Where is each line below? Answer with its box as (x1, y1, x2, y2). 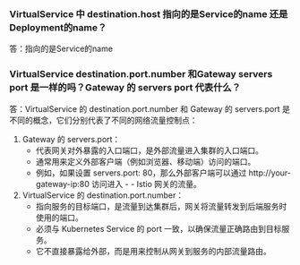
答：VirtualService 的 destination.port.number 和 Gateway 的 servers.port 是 (9, 103, 291, 114)
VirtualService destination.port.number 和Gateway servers (9, 68, 273, 81)
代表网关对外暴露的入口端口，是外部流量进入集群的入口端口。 (35, 145, 264, 156)
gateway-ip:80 (35, 178, 90, 189)
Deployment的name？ (9, 21, 107, 33)
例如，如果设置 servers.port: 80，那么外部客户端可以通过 (35, 167, 247, 178)
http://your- (248, 167, 292, 178)
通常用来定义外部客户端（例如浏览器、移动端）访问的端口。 (35, 156, 256, 167)
